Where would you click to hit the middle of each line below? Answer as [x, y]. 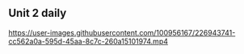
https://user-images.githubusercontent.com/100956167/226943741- [122, 32]
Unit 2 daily [38, 13]
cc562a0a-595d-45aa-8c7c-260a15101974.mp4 [88, 41]
